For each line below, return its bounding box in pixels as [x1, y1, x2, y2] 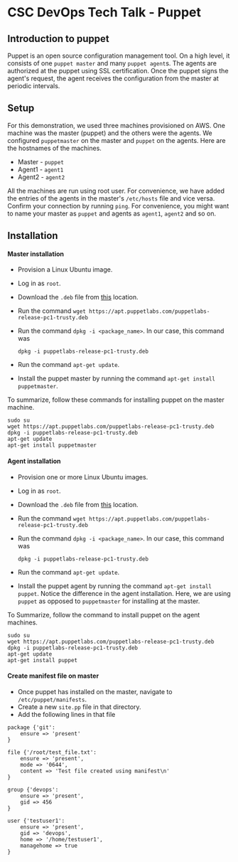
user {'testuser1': [7, 817, 65, 824]
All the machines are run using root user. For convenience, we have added [7, 186, 225, 195]
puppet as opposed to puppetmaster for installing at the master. [17, 597, 200, 605]
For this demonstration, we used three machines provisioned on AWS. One [7, 121, 226, 129]
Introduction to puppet [7, 33, 109, 45]
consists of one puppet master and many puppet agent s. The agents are [7, 59, 217, 68]
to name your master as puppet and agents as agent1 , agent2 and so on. [7, 209, 217, 218]
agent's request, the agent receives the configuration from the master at [7, 74, 219, 83]
